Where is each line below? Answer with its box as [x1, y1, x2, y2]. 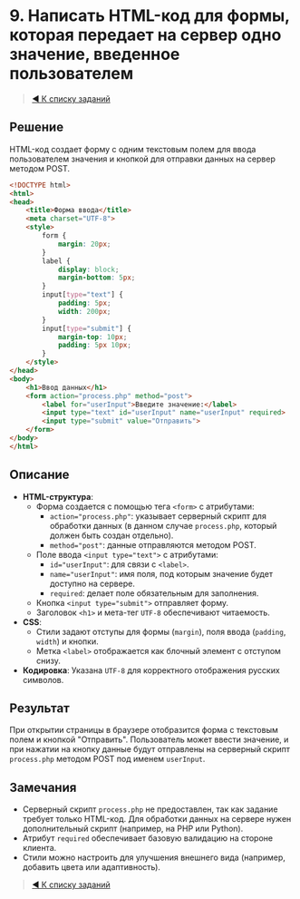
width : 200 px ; [57, 307, 111, 316]
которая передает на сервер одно [9, 24, 282, 45]
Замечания [9, 779, 77, 795]
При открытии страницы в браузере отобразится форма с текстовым [9, 725, 278, 736]
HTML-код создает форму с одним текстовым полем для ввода [9, 143, 256, 154]
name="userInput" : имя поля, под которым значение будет [49, 568, 274, 579]
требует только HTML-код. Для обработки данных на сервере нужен [22, 814, 292, 825]
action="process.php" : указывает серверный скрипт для [49, 510, 267, 522]
